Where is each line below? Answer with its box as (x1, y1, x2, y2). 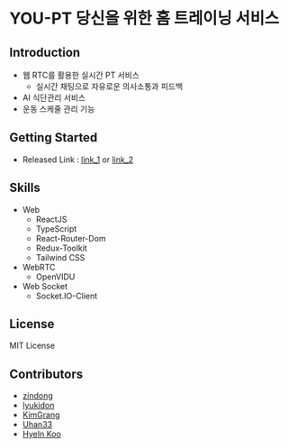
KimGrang (22, 409, 60, 420)
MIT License (9, 340, 56, 352)
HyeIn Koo (22, 429, 61, 440)
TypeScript (35, 223, 77, 234)
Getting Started (9, 130, 98, 145)
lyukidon (22, 400, 55, 411)
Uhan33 (22, 419, 52, 430)
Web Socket (22, 280, 68, 291)
